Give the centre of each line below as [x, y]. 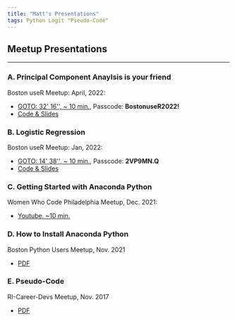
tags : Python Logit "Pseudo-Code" [58, 20]
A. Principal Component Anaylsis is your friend [89, 77]
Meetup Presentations [57, 49]
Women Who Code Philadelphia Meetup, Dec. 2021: [83, 202]
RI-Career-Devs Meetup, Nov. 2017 [58, 296]
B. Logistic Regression [47, 132]
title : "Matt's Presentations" [53, 14]
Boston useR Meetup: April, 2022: [56, 92]
